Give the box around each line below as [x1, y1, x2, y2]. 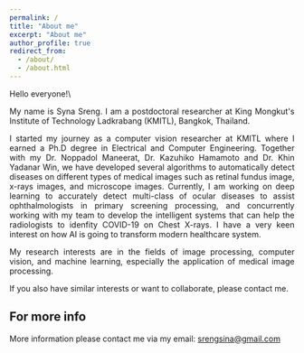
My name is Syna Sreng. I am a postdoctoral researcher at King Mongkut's [9, 106, 295, 116]
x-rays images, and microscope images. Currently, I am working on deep [9, 181, 295, 191]
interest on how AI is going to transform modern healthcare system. [9, 228, 261, 239]
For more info [9, 309, 87, 325]
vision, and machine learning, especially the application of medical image [9, 255, 295, 266]
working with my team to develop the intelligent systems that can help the [9, 209, 295, 220]
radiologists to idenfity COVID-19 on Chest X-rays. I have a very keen [9, 218, 295, 230]
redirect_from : [9, 47, 67, 56]
